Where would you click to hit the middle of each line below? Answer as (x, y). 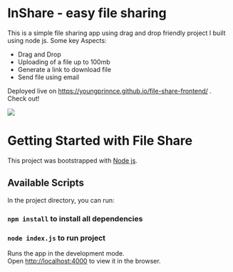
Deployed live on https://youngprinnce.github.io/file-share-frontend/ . (110, 91)
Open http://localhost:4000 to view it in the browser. (84, 261)
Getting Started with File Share (100, 141)
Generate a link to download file (64, 69)
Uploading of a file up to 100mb (64, 61)
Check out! (24, 99)
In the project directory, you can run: (61, 200)
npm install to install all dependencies (75, 218)
